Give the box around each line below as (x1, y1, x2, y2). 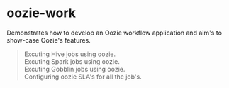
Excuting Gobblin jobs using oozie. (23, 65, 125, 73)
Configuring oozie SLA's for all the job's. (23, 72, 143, 81)
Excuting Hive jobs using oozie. (23, 50, 116, 58)
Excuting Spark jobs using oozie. (23, 57, 120, 65)
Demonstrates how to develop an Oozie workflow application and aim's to (6, 28, 223, 37)
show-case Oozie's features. (6, 35, 91, 44)
